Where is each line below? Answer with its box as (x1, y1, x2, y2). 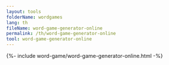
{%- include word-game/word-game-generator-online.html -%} (6, 53, 163, 59)
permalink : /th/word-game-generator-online (6, 31, 116, 37)
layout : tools (6, 8, 42, 15)
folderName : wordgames (6, 14, 63, 20)
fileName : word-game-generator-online (6, 25, 103, 31)
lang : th (6, 19, 28, 25)
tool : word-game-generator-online (6, 36, 93, 42)
